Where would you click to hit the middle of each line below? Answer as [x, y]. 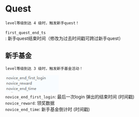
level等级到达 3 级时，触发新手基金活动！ [44, 68]
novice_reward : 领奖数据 [30, 103]
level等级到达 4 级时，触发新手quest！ [42, 23]
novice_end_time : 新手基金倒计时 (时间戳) [48, 109]
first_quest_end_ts [26, 33]
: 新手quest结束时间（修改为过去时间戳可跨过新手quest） [64, 38]
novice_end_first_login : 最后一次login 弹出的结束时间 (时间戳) [70, 96]
